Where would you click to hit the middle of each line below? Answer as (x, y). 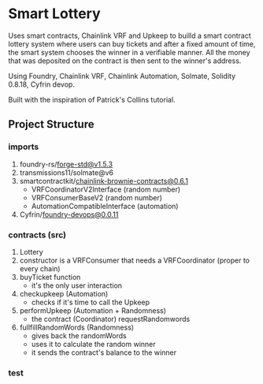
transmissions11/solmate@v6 (67, 172)
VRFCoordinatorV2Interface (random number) (106, 189)
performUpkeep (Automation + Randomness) (93, 310)
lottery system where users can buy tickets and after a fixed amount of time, (132, 43)
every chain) (40, 268)
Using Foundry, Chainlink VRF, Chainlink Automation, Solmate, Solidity (122, 76)
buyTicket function (50, 277)
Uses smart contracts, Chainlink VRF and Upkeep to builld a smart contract (130, 35)
